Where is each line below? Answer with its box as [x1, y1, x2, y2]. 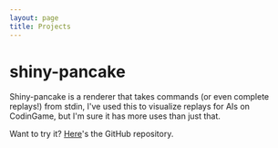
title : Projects [9, 22, 71, 31]
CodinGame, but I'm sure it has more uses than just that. [9, 111, 221, 122]
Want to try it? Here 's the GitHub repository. [9, 129, 174, 140]
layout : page [9, 13, 59, 23]
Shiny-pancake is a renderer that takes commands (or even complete [9, 91, 270, 102]
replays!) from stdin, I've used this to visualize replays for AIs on [9, 101, 251, 112]
